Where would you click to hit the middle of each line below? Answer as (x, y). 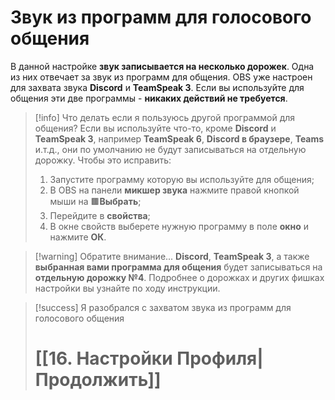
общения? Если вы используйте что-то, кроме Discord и (155, 128)
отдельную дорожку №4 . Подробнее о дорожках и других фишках (179, 277)
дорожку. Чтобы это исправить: (103, 160)
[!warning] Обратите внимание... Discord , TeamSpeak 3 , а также (172, 256)
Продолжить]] (98, 380)
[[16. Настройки (103, 358)
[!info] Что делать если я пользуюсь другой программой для (165, 117)
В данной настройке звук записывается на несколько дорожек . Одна (162, 66)
